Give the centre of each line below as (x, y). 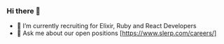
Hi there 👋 (24, 11)
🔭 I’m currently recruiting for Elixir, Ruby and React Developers (106, 26)
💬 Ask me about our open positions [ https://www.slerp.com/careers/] (117, 33)
